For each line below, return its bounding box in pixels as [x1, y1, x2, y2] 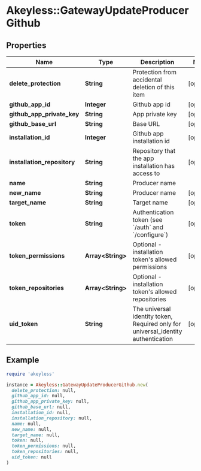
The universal [132, 305, 171, 313]
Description [140, 58, 175, 66]
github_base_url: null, [11, 404, 71, 410]
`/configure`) [132, 231, 169, 238]
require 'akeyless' [6, 371, 55, 377]
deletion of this [132, 83, 175, 91]
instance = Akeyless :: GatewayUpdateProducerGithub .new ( [6, 382, 148, 388]
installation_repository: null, [11, 415, 93, 421]
